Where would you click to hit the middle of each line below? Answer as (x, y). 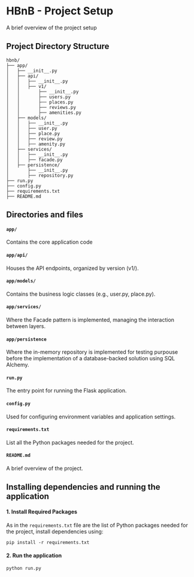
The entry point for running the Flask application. (66, 391)
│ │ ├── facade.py (34, 160)
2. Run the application (34, 555)
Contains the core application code (49, 242)
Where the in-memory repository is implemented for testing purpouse (92, 352)
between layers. (26, 326)
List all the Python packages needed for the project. (70, 442)
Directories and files (45, 215)
